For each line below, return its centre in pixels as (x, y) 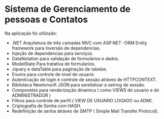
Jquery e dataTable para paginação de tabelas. (60, 69)
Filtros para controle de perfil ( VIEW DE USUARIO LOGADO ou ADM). (82, 100)
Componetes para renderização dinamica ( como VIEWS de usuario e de (85, 90)
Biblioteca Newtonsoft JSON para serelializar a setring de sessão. (79, 84)
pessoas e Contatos (46, 20)
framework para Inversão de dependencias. (56, 48)
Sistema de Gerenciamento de (68, 9)
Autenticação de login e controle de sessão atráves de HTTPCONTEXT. (84, 79)
